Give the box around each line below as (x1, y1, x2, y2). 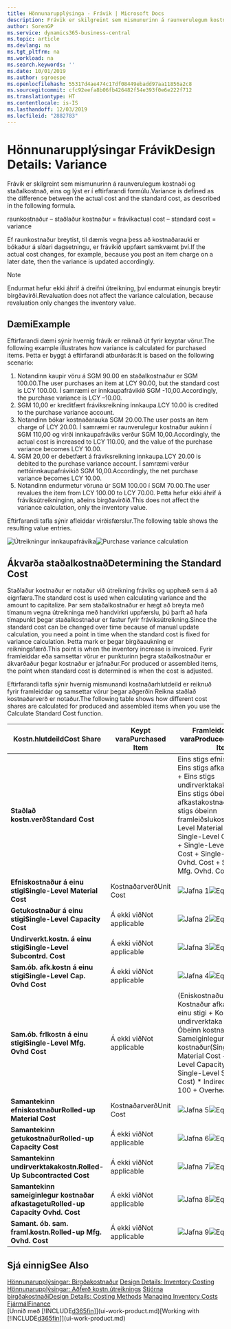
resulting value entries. (7, 524, 72, 532)
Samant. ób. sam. (10, 1219, 69, 1229)
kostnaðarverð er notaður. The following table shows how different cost (7, 695, 208, 703)
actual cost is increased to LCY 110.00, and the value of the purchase (16, 437, 213, 446)
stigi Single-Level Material (10, 886, 98, 896)
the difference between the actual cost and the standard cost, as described (7, 194, 221, 202)
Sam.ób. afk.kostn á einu (10, 962, 93, 972)
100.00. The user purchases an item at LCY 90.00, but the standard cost (16, 379, 220, 387)
